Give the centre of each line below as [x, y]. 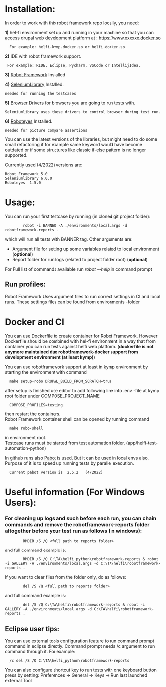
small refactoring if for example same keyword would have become [74, 144]
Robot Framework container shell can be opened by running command [77, 419]
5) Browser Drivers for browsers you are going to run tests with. [70, 103]
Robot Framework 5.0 [27, 174]
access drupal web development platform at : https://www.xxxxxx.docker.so [83, 38]
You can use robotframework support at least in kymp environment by [77, 367]
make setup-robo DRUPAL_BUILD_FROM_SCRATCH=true [61, 381]
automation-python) [26, 448]
